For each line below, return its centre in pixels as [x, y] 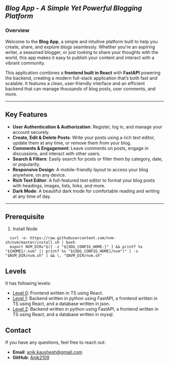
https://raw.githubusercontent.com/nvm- [73, 238]
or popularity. [26, 164]
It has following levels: [28, 283]
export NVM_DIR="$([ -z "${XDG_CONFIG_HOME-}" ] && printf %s [76, 247]
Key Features [26, 115]
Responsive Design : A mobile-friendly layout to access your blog [80, 169]
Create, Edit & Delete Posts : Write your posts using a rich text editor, [83, 137]
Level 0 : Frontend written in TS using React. [58, 293]
